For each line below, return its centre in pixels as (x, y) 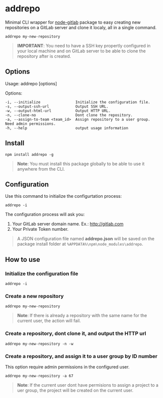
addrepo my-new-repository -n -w (39, 344)
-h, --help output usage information (67, 128)
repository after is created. (44, 56)
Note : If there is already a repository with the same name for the (82, 316)
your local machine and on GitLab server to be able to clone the (81, 51)
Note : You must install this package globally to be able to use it (81, 164)
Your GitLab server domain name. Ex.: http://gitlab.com (68, 224)
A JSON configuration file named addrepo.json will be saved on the (86, 239)
